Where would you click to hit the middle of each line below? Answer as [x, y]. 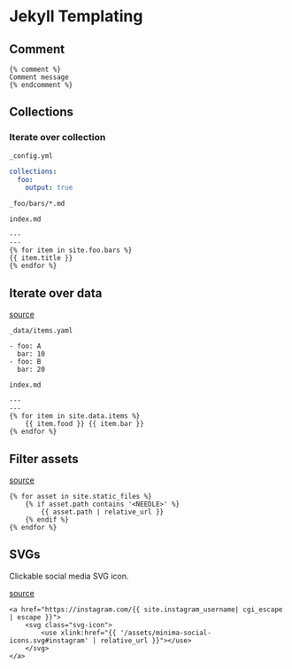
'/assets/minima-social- [166, 633]
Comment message [39, 77]
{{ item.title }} [41, 258]
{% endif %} [47, 519]
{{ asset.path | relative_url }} [103, 512]
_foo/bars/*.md [37, 204]
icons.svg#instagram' [49, 641]
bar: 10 [31, 354]
